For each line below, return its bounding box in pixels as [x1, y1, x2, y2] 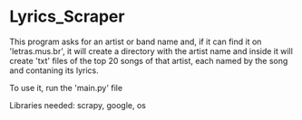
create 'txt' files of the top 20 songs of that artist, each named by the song [9, 55, 288, 66]
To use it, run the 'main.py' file [9, 82, 123, 93]
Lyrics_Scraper [9, 6, 125, 27]
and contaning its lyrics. [9, 65, 99, 76]
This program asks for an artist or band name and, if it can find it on [9, 36, 262, 47]
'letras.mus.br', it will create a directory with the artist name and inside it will [9, 45, 293, 56]
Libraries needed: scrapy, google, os [9, 99, 147, 110]
